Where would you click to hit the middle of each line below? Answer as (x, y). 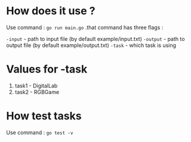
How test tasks (44, 116)
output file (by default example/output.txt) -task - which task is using (91, 45)
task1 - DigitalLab (36, 86)
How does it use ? (51, 11)
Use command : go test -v (40, 132)
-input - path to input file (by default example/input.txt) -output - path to (95, 39)
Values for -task (47, 69)
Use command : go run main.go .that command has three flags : (85, 27)
